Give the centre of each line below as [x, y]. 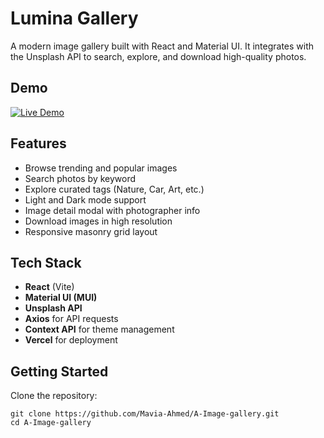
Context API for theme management [99, 329]
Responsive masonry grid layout [91, 231]
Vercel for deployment [71, 340]
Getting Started [59, 371]
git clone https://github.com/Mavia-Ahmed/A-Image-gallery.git [145, 414]
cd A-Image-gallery [51, 423]
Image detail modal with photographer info [112, 210]
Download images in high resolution [98, 221]
